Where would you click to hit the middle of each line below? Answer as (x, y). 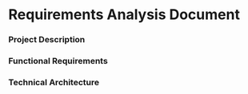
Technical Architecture (54, 82)
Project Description (47, 40)
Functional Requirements (58, 61)
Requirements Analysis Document (124, 15)
